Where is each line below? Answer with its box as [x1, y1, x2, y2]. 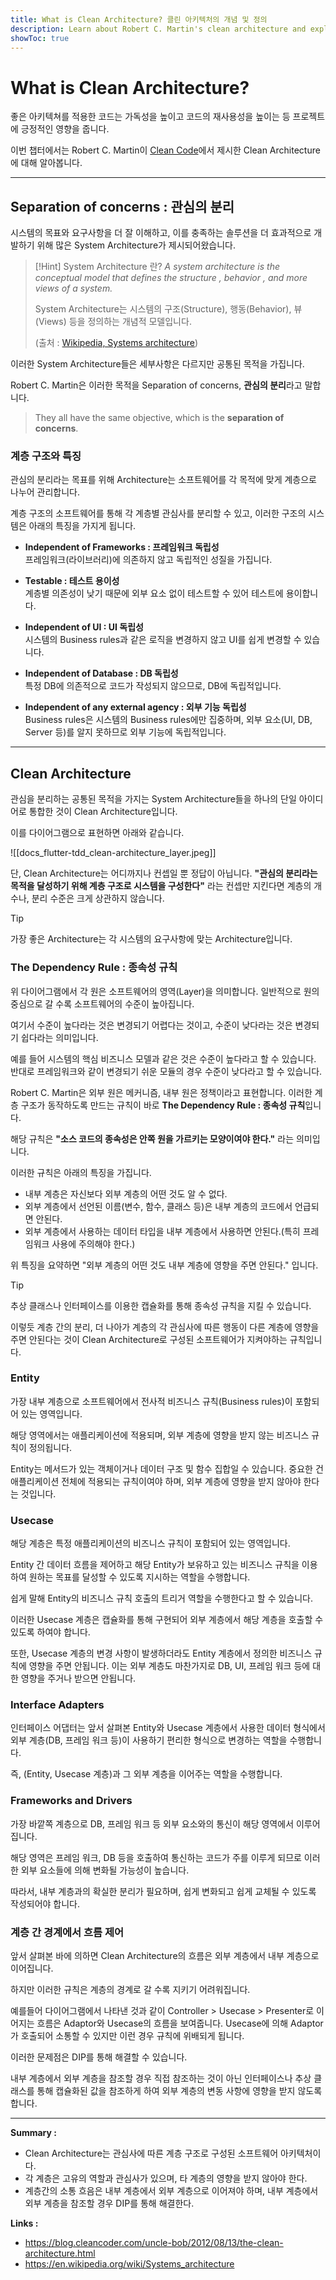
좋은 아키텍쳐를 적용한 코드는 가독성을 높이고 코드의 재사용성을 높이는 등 [10, 111, 291, 123]
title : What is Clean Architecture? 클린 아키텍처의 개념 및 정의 [10, 14, 268, 25]
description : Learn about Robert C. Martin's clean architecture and [10, 24, 307, 34]
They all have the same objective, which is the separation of [34, 412, 285, 424]
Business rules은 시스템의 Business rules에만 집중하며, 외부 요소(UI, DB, [24, 714, 313, 726]
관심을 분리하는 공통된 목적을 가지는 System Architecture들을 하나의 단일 [10, 793, 297, 805]
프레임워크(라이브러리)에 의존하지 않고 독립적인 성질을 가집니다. [24, 554, 273, 566]
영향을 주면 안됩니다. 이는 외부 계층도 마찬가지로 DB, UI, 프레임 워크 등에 [28, 1660, 311, 1672]
